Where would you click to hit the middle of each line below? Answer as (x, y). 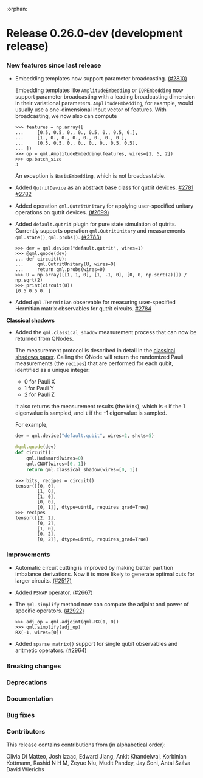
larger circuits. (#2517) (43, 581)
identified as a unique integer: (52, 370)
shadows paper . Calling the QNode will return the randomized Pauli (99, 357)
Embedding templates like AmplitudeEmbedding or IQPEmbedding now (99, 90)
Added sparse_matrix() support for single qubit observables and (96, 644)
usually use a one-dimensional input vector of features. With (91, 110)
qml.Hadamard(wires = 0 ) (55, 458)
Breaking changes (34, 666)
